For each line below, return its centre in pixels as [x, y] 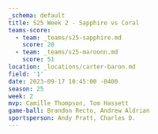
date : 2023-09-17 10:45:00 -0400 [63, 81]
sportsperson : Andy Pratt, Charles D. [72, 118]
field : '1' [26, 74]
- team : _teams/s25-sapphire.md [69, 37]
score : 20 [39, 45]
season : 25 [26, 89]
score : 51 [39, 60]
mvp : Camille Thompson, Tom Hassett [68, 103]
